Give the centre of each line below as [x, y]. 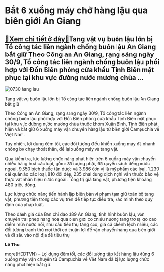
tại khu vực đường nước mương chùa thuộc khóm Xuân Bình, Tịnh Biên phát [81, 124]
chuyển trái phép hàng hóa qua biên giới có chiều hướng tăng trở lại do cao [81, 219]
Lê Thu [12, 245]
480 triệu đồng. [21, 185]
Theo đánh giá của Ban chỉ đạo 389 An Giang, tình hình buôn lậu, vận [75, 214]
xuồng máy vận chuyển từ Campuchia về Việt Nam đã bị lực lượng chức [77, 259]
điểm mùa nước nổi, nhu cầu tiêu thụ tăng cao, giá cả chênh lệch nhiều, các [82, 224]
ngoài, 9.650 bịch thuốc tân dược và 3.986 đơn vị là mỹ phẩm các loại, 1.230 [82, 169]
